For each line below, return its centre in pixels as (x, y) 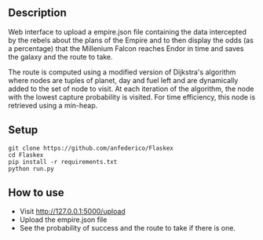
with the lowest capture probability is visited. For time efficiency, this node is (132, 96)
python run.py (31, 169)
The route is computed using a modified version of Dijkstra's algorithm (122, 72)
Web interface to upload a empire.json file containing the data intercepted (128, 31)
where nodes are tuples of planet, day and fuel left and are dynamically (123, 80)
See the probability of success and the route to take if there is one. (127, 228)
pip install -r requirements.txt (63, 162)
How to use (36, 193)
